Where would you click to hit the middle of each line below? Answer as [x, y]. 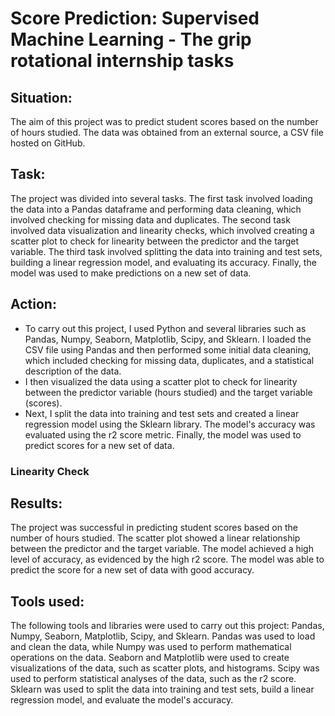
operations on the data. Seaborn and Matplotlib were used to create [150, 658]
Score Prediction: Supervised [135, 18]
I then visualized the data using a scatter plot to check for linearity [161, 381]
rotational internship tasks [122, 61]
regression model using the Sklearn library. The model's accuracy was [170, 424]
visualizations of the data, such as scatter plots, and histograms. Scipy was [165, 668]
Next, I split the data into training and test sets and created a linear [162, 413]
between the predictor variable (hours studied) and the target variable [168, 392]
